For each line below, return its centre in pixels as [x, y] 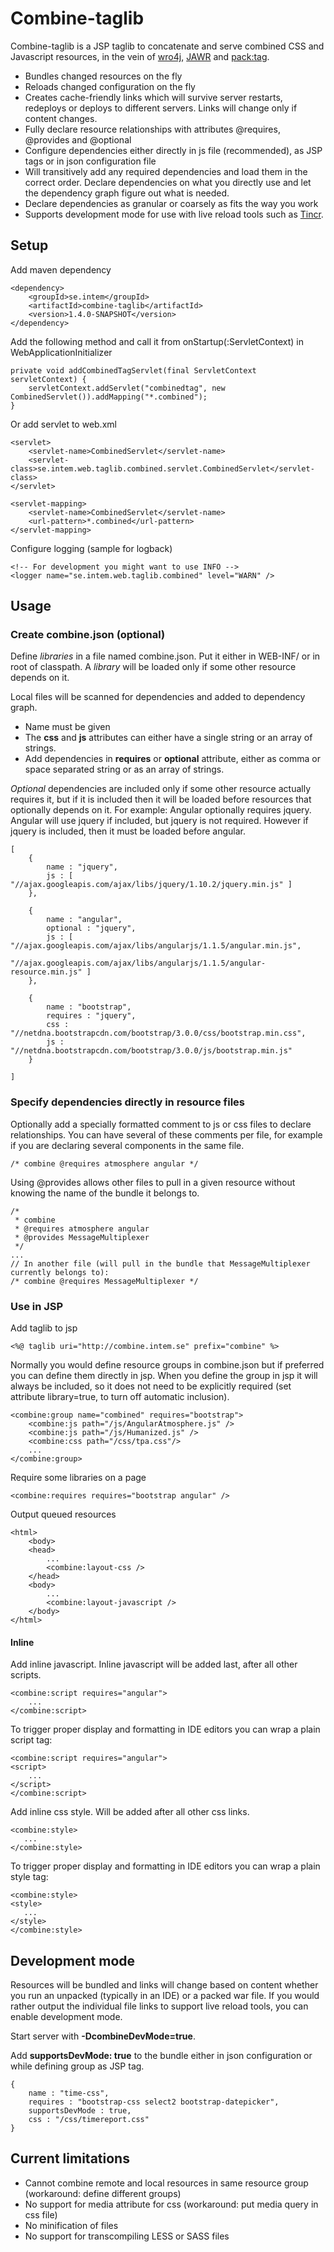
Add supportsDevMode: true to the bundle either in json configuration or [161, 2056]
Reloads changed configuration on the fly [110, 86]
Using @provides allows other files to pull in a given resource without [153, 1182]
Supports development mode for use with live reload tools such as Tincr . [174, 214]
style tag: [29, 1877]
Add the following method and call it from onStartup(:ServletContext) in [157, 341]
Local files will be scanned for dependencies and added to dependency [158, 697]
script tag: [31, 1740]
